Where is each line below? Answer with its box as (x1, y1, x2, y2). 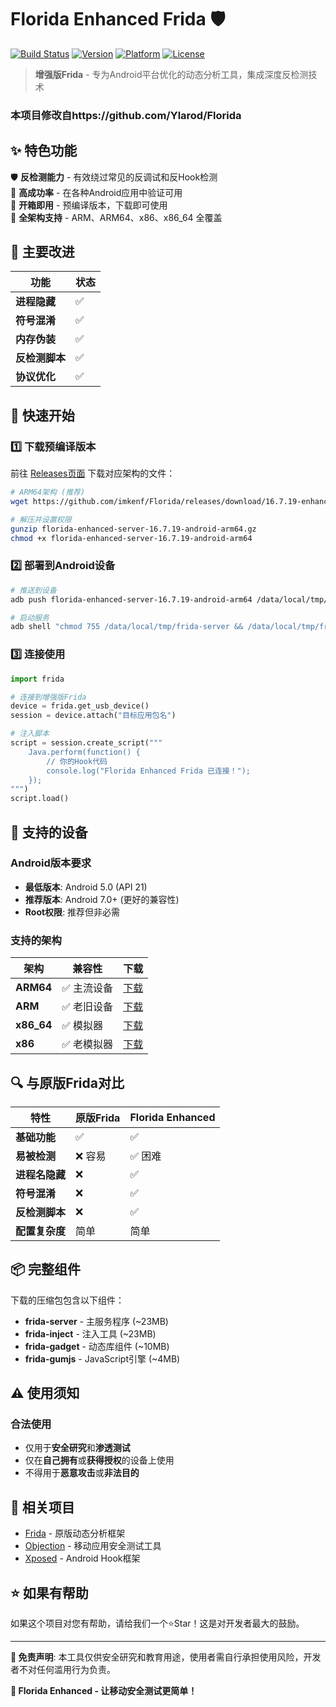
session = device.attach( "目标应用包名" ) (10, 711, 177, 721)
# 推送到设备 (10, 585, 57, 595)
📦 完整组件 (10, 1261, 82, 1278)
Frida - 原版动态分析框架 (24, 1527, 126, 1540)
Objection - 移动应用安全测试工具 (24, 1540, 162, 1552)
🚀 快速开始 (10, 407, 75, 424)
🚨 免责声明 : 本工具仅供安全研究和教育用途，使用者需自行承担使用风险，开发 (10, 1651, 322, 1663)
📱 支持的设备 (10, 824, 88, 841)
